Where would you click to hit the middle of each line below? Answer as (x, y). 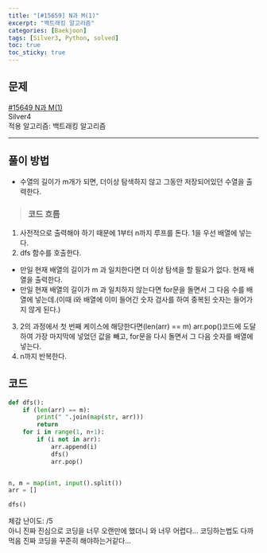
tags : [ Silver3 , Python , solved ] (64, 38)
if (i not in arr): (69, 440)
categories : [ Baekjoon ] (48, 30)
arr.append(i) (74, 446)
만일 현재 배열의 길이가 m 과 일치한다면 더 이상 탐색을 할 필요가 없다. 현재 (133, 269)
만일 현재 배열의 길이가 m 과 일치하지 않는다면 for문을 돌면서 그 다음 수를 (132, 289)
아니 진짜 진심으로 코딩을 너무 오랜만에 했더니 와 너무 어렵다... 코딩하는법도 (124, 531)
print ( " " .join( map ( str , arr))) (91, 417)
